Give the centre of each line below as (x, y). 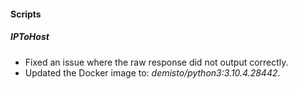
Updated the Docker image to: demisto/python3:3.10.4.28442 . (152, 72)
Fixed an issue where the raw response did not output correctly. (156, 62)
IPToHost (30, 37)
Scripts (26, 14)
